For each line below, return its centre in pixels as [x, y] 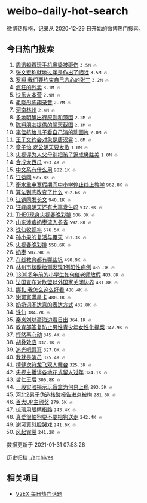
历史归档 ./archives [30, 457]
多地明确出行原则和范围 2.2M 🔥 [53, 117]
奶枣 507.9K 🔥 [33, 252]
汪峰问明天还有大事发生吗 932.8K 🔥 [59, 207]
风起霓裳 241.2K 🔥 [38, 432]
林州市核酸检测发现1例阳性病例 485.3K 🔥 [65, 267]
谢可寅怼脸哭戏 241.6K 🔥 [46, 424]
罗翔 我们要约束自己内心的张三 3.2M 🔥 [62, 80]
